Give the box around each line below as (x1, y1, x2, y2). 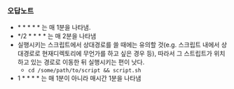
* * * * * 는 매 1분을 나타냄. (17, 23, 91, 32)
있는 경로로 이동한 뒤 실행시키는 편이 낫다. (30, 58, 145, 67)
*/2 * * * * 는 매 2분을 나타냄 (17, 32, 97, 40)
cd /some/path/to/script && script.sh (27, 67, 142, 74)
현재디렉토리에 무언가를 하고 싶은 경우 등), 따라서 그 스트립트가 (41, 49, 212, 58)
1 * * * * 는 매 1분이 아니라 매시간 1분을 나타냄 (17, 74, 142, 83)
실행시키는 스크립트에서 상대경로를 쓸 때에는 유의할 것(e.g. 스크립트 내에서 (17, 40, 220, 49)
